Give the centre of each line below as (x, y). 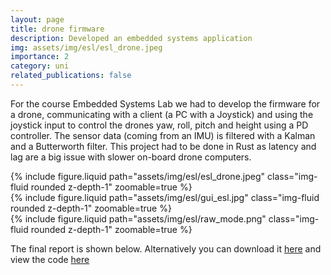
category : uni (40, 66)
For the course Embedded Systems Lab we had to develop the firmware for (165, 103)
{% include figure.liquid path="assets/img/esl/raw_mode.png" (138, 218)
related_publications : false (71, 76)
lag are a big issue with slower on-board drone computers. (131, 157)
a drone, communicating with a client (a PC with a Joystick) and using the (162, 114)
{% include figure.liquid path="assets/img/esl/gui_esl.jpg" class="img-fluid (165, 197)
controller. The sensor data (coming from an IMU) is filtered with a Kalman (163, 135)
